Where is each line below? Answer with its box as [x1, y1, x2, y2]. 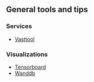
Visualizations [6, 50, 48, 58]
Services [6, 22, 32, 30]
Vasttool [14, 35, 35, 43]
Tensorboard [14, 63, 46, 70]
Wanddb [14, 70, 35, 77]
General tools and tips [6, 5, 88, 15]
